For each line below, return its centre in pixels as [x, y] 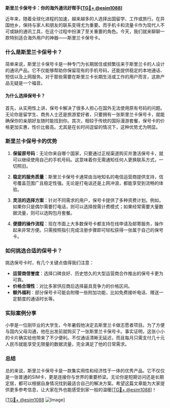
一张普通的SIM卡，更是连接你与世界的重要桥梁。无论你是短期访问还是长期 [87, 377]
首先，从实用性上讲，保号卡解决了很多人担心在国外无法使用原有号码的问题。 [85, 108]
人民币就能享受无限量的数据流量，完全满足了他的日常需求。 [67, 344]
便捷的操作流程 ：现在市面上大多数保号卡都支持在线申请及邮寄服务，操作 [88, 224]
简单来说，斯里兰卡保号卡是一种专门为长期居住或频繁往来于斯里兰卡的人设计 [85, 64]
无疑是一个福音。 [27, 83]
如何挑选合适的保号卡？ [34, 250]
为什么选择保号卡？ [25, 95]
